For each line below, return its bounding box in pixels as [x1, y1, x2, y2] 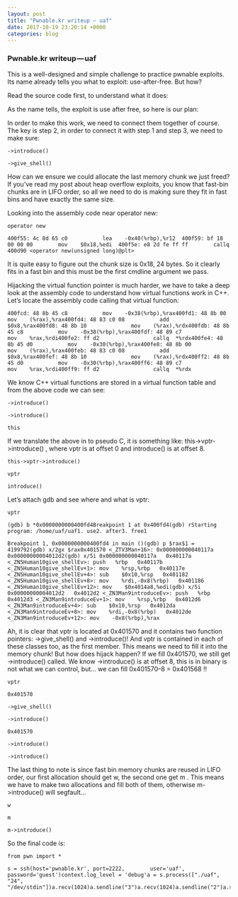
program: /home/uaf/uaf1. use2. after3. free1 [7, 527, 147, 534]
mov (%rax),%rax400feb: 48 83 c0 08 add [7, 347, 170, 354]
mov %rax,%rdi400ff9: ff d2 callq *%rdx [7, 365, 192, 373]
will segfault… [45, 788, 86, 796]
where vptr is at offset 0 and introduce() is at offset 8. [49, 444, 205, 453]
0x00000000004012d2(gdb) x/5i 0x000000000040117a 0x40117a [7, 552, 192, 559]
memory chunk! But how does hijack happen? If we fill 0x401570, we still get [7, 649, 231, 658]
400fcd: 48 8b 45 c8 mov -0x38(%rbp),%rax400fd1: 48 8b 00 [7, 309, 227, 317]
